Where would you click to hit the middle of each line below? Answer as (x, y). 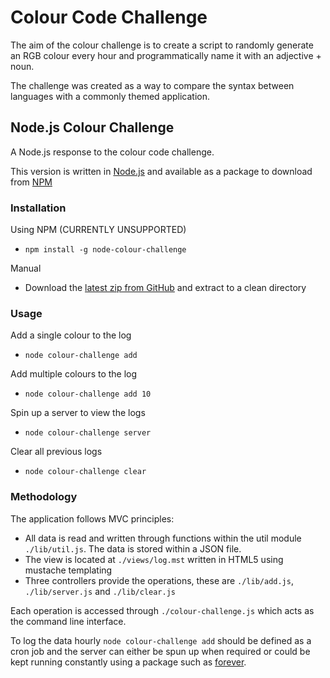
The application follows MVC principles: (92, 518)
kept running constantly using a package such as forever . (128, 662)
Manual (26, 268)
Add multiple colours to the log (74, 374)
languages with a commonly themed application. (110, 96)
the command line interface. (68, 621)
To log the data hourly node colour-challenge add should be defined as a (161, 640)
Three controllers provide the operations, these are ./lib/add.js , (159, 580)
